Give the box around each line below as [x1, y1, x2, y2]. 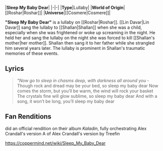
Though [17, 83, 33, 88]
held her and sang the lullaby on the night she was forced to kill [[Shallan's [5, 35, 155, 41]
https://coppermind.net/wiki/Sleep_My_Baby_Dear [5, 140, 106, 146]
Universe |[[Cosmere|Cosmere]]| [44, 10, 111, 16]
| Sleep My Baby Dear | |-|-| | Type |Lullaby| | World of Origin [5, 5, 124, 10]
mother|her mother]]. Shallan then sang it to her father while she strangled [5, 40, 155, 46]
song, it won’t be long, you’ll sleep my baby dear [17, 98, 115, 104]
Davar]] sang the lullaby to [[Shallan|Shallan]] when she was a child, [5, 24, 143, 30]
